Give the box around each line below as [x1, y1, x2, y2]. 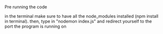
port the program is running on [4, 23, 67, 29]
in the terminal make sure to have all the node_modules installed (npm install [4, 13, 159, 19]
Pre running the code [4, 4, 47, 10]
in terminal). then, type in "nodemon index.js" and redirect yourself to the [4, 19, 152, 24]
